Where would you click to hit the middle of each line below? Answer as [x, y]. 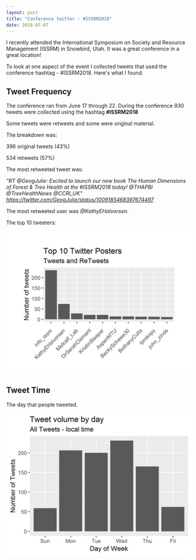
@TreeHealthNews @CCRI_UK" [44, 194]
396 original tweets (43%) [38, 147]
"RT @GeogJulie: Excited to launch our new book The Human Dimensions [96, 181]
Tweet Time [28, 390]
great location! [24, 55]
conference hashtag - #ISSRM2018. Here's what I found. [75, 73]
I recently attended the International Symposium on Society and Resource [96, 43]
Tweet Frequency [39, 91]
